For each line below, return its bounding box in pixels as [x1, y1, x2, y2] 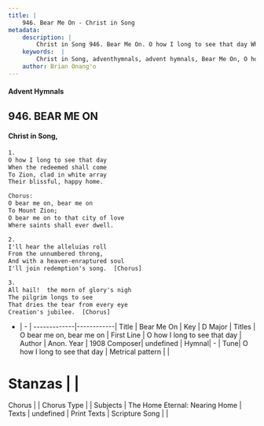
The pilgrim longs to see [8, 293, 93, 301]
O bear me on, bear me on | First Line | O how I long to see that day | [19, 330, 242, 340]
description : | [22, 33, 72, 42]
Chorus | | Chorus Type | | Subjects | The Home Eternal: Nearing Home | [8, 401, 242, 410]
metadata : [8, 26, 41, 34]
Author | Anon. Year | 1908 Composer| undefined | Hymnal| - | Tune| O [19, 339, 249, 348]
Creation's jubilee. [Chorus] [8, 308, 111, 316]
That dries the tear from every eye [8, 300, 128, 308]
